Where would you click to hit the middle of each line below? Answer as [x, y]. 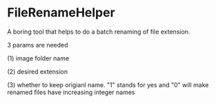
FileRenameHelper [61, 13]
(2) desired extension [37, 71]
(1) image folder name [38, 58]
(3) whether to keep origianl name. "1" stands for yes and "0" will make [108, 84]
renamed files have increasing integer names [71, 92]
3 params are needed [38, 45]
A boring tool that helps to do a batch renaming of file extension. [99, 32]
